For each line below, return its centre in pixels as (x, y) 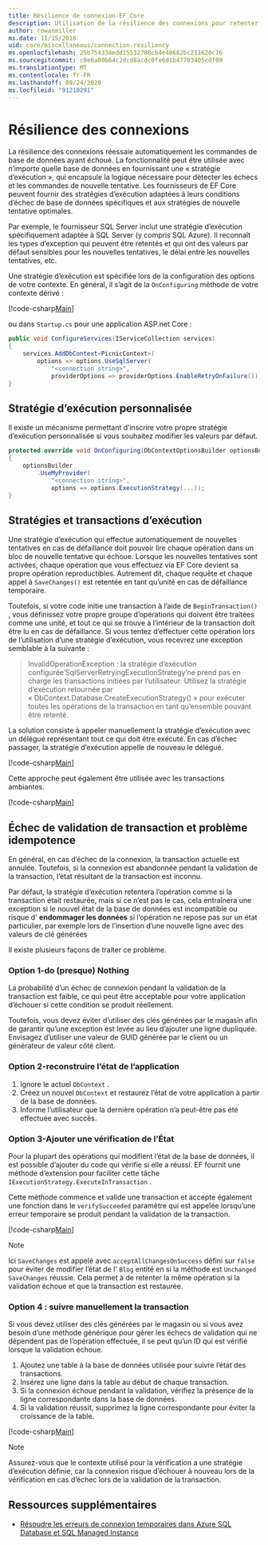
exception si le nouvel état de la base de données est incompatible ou (123, 909)
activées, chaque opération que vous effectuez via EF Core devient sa (124, 565)
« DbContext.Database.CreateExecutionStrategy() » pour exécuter (136, 698)
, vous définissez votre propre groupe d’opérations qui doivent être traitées (132, 615)
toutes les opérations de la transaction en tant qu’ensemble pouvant (140, 707)
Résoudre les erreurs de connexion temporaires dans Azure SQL (126, 1524)
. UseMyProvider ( (64, 473)
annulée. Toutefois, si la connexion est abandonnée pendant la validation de (133, 868)
